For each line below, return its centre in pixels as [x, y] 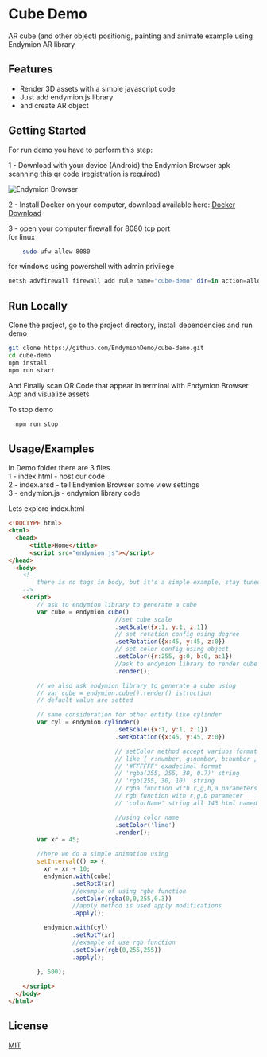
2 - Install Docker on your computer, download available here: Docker [122, 205]
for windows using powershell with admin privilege [91, 267]
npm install [28, 363]
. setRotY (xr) [93, 935]
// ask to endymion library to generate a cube [117, 605]
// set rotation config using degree [177, 634]
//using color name [147, 817]
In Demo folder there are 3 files [59, 468]
